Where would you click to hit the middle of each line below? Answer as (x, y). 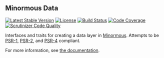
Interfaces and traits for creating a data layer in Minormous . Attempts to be (82, 35)
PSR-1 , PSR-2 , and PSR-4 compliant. (43, 40)
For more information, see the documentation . (52, 50)
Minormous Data (32, 8)
